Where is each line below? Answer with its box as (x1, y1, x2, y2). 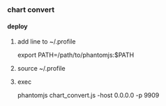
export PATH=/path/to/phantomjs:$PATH (17, 51, 135, 60)
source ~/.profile (17, 64, 66, 73)
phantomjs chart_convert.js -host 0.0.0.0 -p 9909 (17, 91, 160, 100)
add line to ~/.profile (17, 37, 76, 46)
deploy (7, 22, 28, 30)
